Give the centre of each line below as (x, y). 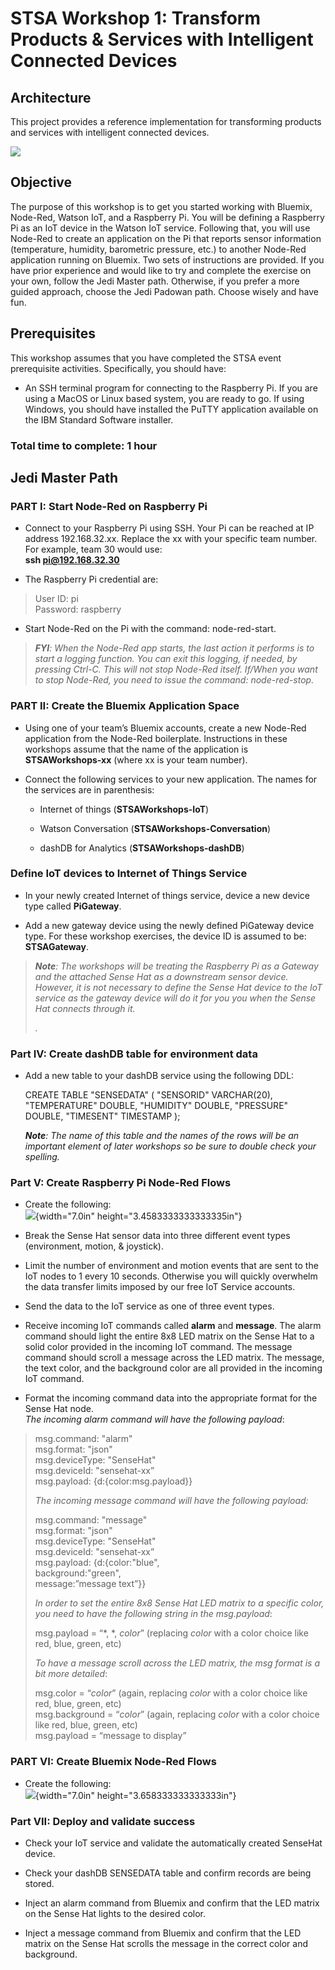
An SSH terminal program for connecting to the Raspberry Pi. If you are (171, 388)
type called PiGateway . (73, 906)
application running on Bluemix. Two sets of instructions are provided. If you (167, 259)
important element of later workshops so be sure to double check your (170, 1146)
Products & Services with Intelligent (162, 39)
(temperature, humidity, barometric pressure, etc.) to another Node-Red (158, 249)
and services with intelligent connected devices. (110, 132)
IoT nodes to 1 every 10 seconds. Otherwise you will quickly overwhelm (171, 1276)
